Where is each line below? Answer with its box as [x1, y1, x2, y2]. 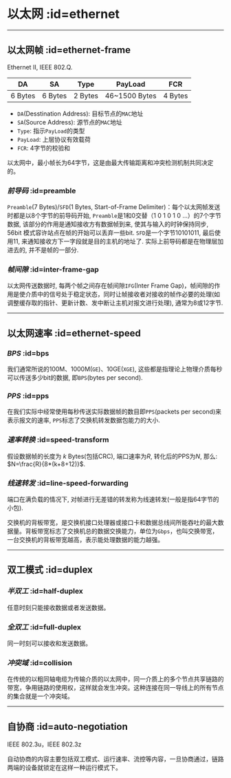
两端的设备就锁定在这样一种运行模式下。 [7, 764, 122, 772]
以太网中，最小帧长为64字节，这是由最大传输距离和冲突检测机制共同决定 [7, 158, 214, 166]
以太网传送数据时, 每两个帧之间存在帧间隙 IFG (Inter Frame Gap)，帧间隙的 [7, 281, 214, 290]
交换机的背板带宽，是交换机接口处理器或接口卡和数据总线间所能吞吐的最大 [7, 518, 218, 526]
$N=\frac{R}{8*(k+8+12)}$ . [7, 460, 86, 468]
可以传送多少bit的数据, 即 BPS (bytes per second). [7, 374, 143, 382]
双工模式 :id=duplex [7, 564, 93, 576]
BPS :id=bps [7, 348, 49, 358]
